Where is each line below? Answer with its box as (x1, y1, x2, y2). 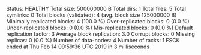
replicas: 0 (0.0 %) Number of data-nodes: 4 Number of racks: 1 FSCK (6, 37, 180, 44)
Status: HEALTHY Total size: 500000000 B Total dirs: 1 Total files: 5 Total (6, 5, 186, 12)
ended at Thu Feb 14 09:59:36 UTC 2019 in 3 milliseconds (6, 43, 150, 50)
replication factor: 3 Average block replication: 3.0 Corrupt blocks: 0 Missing (6, 30, 195, 38)
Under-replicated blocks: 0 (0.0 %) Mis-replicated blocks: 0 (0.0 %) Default (6, 24, 193, 31)
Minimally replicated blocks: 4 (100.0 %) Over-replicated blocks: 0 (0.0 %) (6, 18, 190, 25)
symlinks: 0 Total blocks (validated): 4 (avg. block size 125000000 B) (6, 11, 177, 19)
